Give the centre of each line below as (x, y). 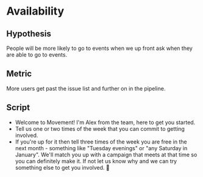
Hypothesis (29, 34)
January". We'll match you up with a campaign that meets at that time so (106, 154)
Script (18, 108)
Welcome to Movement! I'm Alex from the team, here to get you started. (105, 122)
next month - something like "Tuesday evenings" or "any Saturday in (101, 148)
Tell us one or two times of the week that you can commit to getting (100, 128)
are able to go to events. (37, 55)
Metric (19, 74)
